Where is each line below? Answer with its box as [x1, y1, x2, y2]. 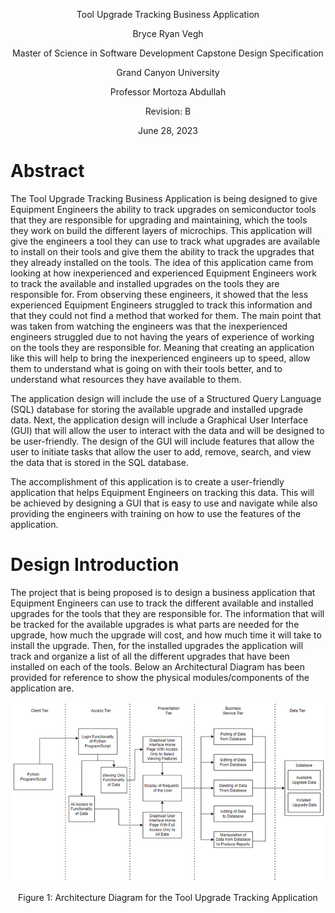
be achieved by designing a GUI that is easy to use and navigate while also [10, 497, 318, 509]
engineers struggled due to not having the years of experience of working [10, 330, 315, 343]
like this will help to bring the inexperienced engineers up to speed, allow [10, 352, 311, 364]
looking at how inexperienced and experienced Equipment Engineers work [10, 267, 317, 279]
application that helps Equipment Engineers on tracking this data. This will [10, 486, 315, 498]
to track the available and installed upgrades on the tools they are [10, 277, 280, 289]
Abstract [10, 160, 85, 183]
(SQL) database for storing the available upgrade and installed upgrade [10, 403, 304, 415]
